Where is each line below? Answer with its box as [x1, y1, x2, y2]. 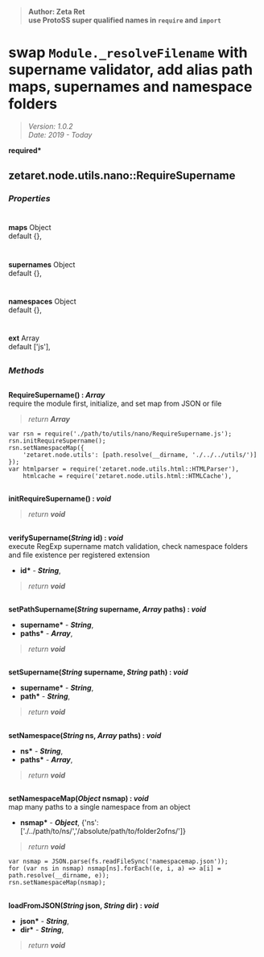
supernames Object [8, 259, 76, 269]
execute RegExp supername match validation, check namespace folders [8, 541, 248, 551]
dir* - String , [19, 925, 64, 934]
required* [8, 145, 42, 155]
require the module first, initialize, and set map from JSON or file [8, 398, 222, 408]
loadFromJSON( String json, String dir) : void [8, 901, 159, 910]
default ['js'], [8, 342, 51, 351]
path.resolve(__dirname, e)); [8, 872, 110, 880]
